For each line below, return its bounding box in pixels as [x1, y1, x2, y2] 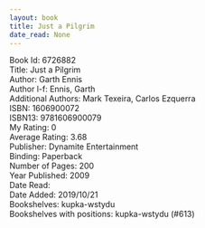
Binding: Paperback [9, 151, 83, 162]
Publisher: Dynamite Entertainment [9, 141, 139, 152]
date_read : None [9, 30, 70, 39]
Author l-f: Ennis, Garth [9, 83, 96, 95]
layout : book [9, 13, 59, 23]
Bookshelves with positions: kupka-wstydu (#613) [9, 209, 196, 220]
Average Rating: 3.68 [9, 132, 88, 143]
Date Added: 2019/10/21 [9, 189, 98, 200]
